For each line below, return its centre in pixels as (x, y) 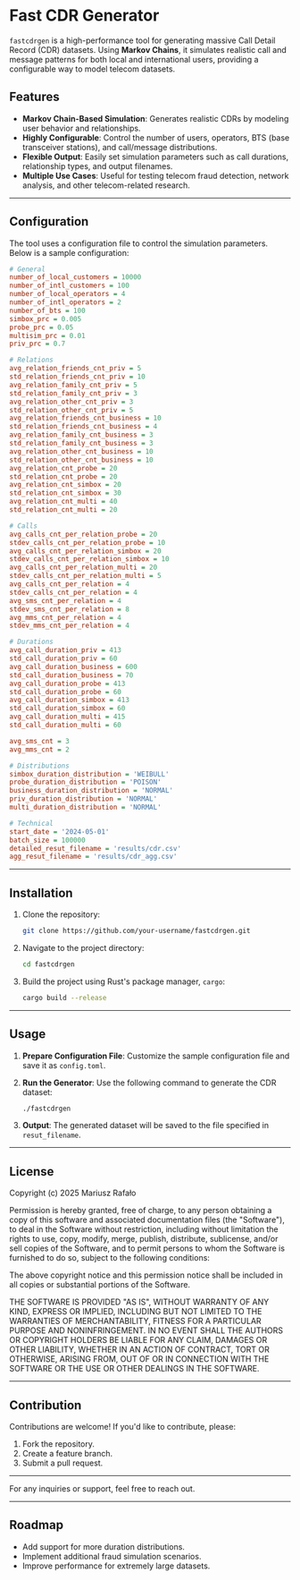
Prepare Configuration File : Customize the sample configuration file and (156, 1056)
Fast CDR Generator (84, 16)
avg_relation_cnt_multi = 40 (63, 502)
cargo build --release (64, 998)
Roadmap (37, 1525)
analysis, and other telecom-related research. (106, 185)
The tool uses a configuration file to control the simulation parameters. (139, 243)
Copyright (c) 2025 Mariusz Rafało (73, 1193)
